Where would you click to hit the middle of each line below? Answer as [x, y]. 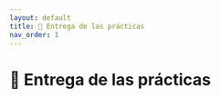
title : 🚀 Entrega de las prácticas [77, 26]
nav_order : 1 [34, 34]
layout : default [40, 18]
